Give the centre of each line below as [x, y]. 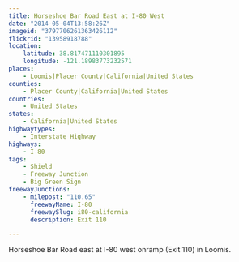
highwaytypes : [32, 129]
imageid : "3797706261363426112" [63, 31]
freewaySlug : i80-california [79, 212]
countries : [27, 99]
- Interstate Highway [59, 136]
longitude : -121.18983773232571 [77, 62]
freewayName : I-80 [61, 204]
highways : [25, 144]
